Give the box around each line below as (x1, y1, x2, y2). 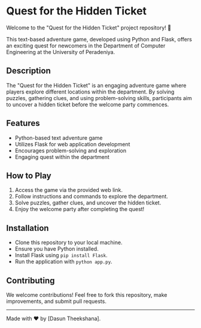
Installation (6, 223, 49, 233)
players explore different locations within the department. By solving (6, 88, 175, 95)
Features (6, 118, 40, 128)
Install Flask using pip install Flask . (14, 252, 108, 259)
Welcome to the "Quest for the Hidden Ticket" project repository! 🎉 (6, 24, 172, 31)
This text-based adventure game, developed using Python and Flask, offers (6, 35, 193, 43)
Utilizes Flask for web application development (14, 140, 130, 148)
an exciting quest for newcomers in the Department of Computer (6, 42, 166, 49)
